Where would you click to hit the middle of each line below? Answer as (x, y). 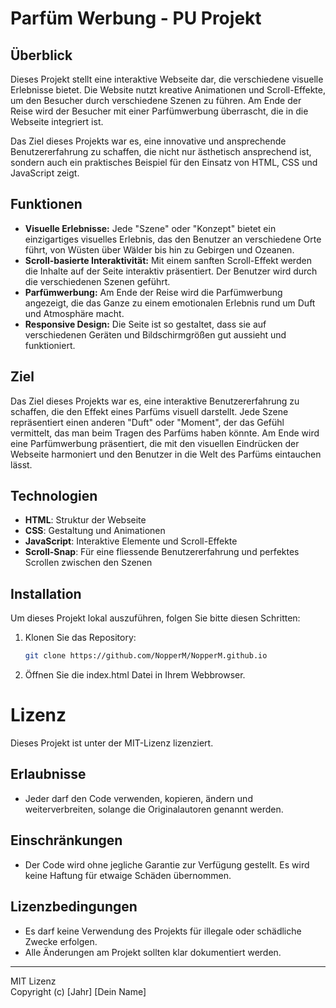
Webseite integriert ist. (57, 121)
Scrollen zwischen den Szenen (88, 563)
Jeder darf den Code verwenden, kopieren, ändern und (138, 798)
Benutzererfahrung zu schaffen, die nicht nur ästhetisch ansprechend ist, (161, 151)
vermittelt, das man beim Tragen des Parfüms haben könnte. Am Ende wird (165, 433)
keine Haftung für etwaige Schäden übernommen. (128, 875)
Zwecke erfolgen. (61, 941)
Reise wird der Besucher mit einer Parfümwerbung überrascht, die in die (159, 111)
